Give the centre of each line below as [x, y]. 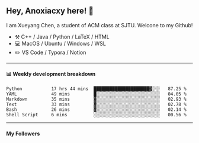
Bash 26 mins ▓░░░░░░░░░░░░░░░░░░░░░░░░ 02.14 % [96, 110]
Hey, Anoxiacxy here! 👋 [50, 11]
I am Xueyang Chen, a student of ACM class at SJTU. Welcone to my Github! [99, 25]
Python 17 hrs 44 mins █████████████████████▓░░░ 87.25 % [96, 89]
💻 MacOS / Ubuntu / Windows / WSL [60, 43]
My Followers [23, 134]
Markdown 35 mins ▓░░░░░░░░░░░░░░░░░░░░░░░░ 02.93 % [96, 99]
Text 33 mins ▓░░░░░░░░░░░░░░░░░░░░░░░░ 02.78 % [96, 104]
